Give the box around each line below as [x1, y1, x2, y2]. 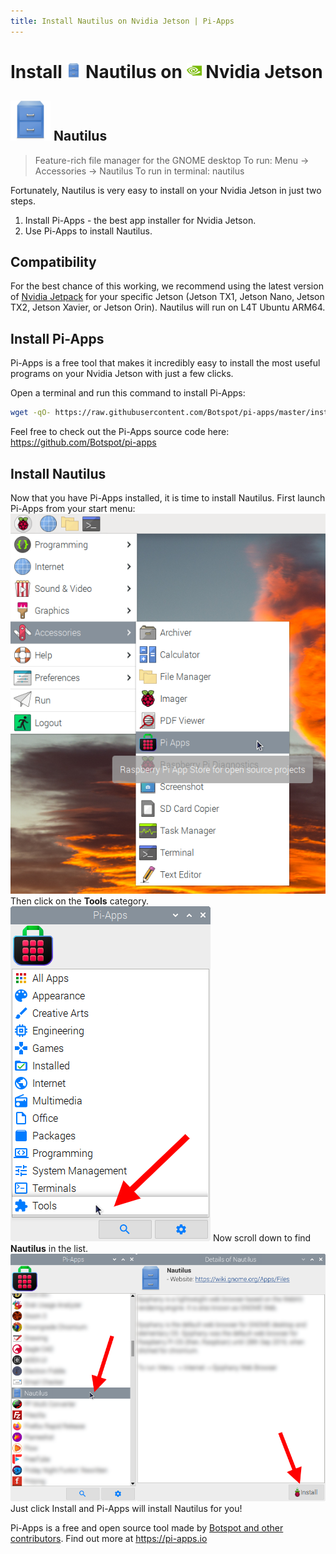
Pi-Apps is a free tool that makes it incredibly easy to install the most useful [10, 357, 321, 369]
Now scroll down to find [212, 1231, 312, 1244]
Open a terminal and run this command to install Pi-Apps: [10, 387, 246, 399]
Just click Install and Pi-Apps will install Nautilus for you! [10, 1502, 243, 1514]
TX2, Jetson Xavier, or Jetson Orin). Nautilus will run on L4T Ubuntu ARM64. [10, 301, 326, 314]
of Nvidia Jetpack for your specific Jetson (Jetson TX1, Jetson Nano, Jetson [10, 291, 325, 303]
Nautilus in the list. [10, 1242, 89, 1254]
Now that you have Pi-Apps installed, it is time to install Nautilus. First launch [10, 491, 326, 504]
